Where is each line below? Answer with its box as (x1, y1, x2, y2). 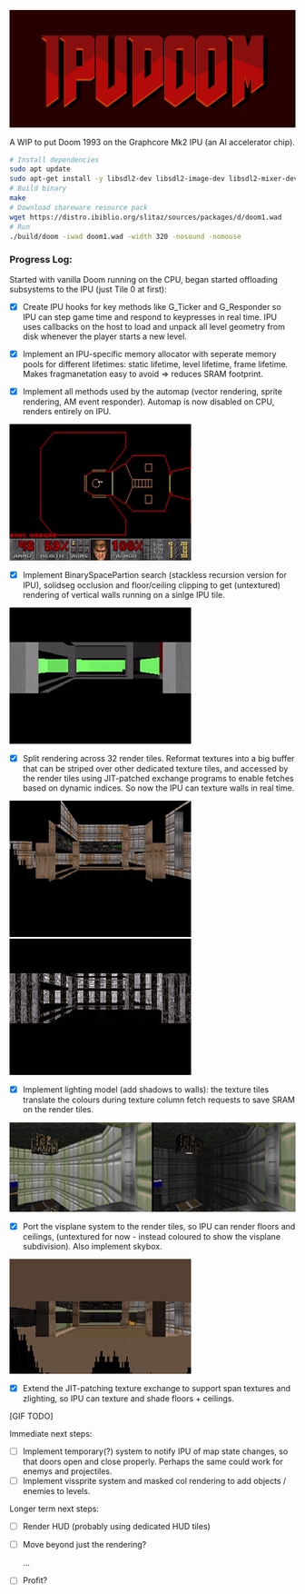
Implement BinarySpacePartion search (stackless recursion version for (22, 569, 288, 580)
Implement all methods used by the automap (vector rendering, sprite (22, 385, 283, 396)
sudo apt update (9, 164, 71, 174)
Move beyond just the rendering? (22, 1539, 147, 1550)
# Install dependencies (9, 155, 100, 164)
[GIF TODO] (9, 1410, 54, 1421)
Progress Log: (9, 254, 73, 266)
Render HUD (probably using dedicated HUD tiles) (22, 1521, 211, 1532)
